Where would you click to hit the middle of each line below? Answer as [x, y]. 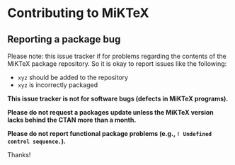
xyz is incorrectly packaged [57, 85]
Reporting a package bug [64, 39]
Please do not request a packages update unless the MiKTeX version [110, 112]
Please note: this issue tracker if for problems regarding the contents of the [117, 56]
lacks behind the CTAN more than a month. [72, 120]
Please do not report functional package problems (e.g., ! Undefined [110, 133]
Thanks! [19, 155]
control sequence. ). [36, 141]
